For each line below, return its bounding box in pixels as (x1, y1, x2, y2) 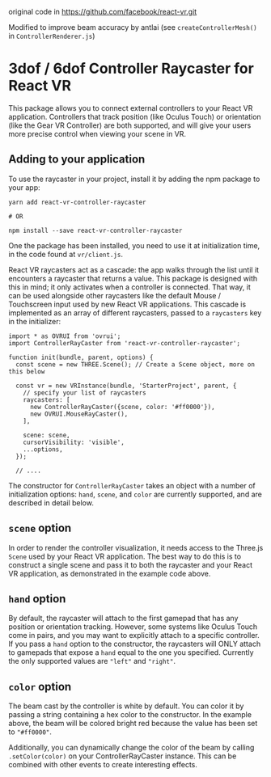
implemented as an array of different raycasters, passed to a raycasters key (8, 307, 262, 318)
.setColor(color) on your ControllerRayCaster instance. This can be (8, 751, 237, 761)
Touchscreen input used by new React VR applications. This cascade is (8, 299, 247, 309)
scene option (8, 522, 72, 535)
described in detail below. (8, 497, 95, 508)
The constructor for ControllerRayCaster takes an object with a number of (8, 480, 256, 490)
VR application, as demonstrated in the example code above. (8, 568, 211, 578)
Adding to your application (8, 153, 146, 167)
